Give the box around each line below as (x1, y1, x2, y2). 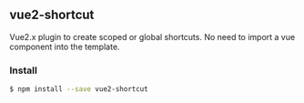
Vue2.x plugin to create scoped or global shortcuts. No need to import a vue (9, 31, 296, 42)
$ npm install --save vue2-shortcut (9, 85, 148, 94)
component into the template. (9, 41, 120, 52)
